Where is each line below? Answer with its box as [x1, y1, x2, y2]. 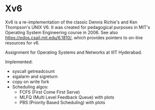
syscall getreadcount [12, 68, 55, 74]
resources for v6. [5, 40, 40, 45]
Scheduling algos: [12, 84, 49, 89]
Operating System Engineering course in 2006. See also [5, 29, 118, 35]
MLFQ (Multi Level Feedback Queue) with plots [19, 94, 114, 100]
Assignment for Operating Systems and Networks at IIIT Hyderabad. [5, 49, 143, 55]
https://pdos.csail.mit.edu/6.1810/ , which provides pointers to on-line [5, 35, 143, 41]
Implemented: [5, 59, 33, 65]
